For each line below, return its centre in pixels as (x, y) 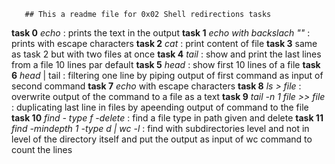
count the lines (42, 149)
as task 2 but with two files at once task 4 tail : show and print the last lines (166, 54)
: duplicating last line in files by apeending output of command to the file (160, 107)
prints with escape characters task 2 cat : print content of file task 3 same (164, 43)
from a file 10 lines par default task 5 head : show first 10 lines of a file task (166, 64)
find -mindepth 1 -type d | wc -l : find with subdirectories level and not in (160, 128)
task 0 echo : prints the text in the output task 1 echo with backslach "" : (161, 33)
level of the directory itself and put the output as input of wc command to (162, 139)
